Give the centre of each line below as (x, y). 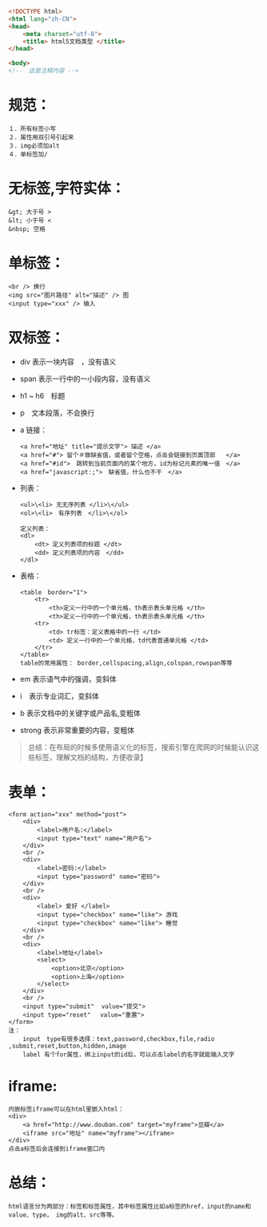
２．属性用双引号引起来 (41, 137)
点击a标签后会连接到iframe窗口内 (57, 1148)
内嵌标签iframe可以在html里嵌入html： (66, 1109)
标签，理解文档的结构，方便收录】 (91, 757)
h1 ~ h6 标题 (42, 395)
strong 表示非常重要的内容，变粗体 (77, 730)
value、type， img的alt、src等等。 (63, 1215)
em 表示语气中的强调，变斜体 (68, 678)
